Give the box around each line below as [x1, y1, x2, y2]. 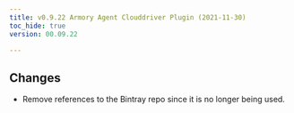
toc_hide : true [9, 21, 66, 30]
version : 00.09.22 [9, 29, 78, 38]
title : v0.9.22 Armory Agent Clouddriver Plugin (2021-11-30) [9, 12, 246, 22]
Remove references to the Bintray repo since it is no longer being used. [22, 94, 285, 105]
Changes [9, 70, 61, 85]
